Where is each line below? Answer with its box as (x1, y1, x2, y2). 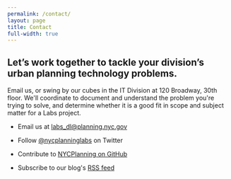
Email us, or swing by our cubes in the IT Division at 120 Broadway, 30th (7, 86, 218, 95)
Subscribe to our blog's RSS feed (17, 163, 115, 172)
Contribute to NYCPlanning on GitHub (17, 150, 128, 158)
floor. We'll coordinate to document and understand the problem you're (7, 93, 215, 103)
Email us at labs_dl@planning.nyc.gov (17, 122, 128, 131)
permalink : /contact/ (7, 10, 71, 18)
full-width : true (7, 30, 59, 37)
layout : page (7, 17, 46, 24)
